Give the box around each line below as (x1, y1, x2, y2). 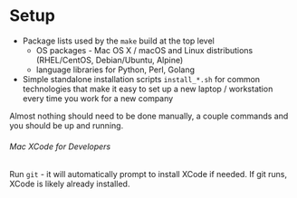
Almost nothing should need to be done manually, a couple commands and (9, 110, 289, 121)
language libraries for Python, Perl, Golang (35, 64, 196, 75)
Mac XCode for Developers (9, 141, 111, 152)
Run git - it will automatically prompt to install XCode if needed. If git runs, (9, 169, 288, 180)
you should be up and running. (9, 119, 124, 131)
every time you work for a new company (22, 92, 174, 104)
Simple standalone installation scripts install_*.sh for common (22, 73, 261, 84)
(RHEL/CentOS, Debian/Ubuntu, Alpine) (35, 54, 184, 65)
